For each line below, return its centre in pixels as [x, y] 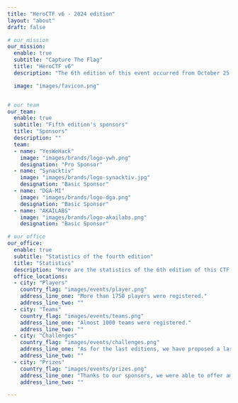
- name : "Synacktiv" [44, 171]
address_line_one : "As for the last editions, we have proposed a [120, 349]
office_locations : [41, 276]
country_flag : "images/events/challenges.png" [90, 343]
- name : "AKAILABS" [42, 210]
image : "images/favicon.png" [57, 86]
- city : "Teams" [38, 309]
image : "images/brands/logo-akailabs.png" [84, 217]
